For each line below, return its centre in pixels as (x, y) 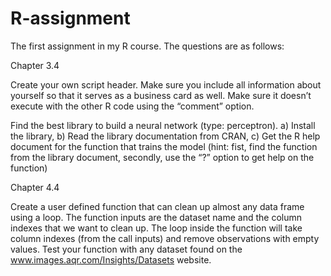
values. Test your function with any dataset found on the (126, 249)
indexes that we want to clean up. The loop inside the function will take (156, 228)
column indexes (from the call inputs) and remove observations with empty (165, 238)
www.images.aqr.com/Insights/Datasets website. (111, 259)
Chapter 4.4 (35, 187)
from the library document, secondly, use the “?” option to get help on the (162, 157)
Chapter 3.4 (35, 65)
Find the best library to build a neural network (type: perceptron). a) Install (163, 125)
